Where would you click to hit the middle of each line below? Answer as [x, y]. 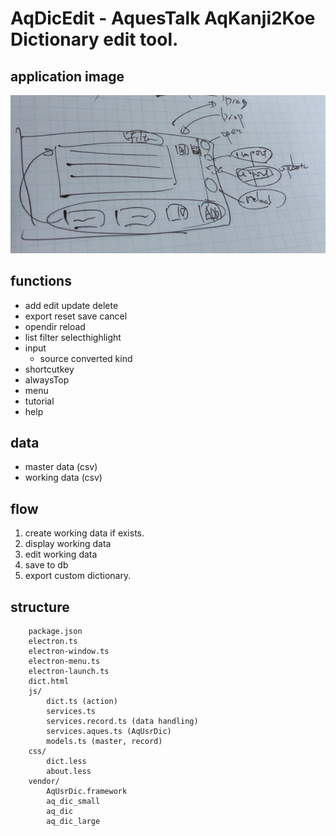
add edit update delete [71, 305]
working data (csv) [63, 478]
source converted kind [86, 358]
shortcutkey [49, 369]
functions [41, 281]
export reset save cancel [76, 316]
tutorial [39, 401]
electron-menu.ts [64, 662]
